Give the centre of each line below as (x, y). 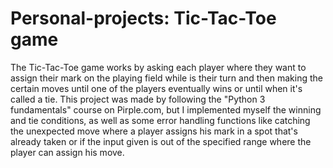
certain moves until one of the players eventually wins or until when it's (156, 88)
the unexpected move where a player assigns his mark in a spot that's (154, 131)
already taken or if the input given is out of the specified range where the (161, 141)
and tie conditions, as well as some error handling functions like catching (160, 120)
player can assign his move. (67, 152)
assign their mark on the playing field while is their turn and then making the (166, 78)
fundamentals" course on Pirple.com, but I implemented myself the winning (166, 109)
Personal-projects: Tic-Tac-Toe (143, 18)
